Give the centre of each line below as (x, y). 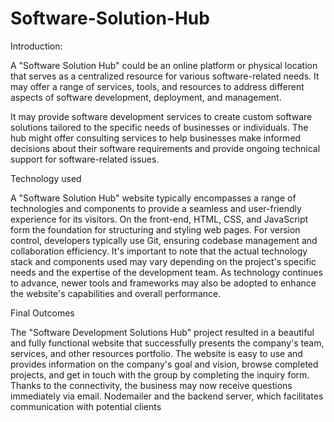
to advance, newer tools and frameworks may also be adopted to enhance (163, 283)
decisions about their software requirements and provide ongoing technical (165, 148)
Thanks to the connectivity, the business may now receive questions (151, 385)
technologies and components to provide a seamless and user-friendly (156, 208)
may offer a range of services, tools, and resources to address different (157, 86)
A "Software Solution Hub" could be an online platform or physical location (164, 65)
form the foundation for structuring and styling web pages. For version (155, 229)
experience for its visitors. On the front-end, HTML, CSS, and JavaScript (159, 219)
